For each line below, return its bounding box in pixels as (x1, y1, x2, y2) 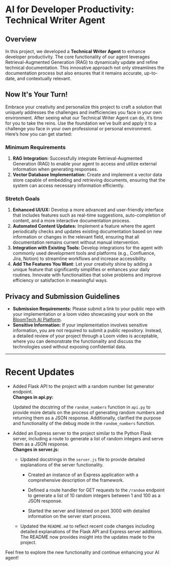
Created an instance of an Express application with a (27, 471, 138, 478)
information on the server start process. (27, 513, 111, 520)
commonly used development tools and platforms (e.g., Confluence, (12, 250, 156, 256)
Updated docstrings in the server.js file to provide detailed (20, 456, 145, 463)
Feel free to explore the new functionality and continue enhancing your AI (5, 549, 159, 555)
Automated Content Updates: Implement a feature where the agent (12, 223, 155, 229)
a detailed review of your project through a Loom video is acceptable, (12, 333, 159, 339)
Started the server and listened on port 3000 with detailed (27, 508, 150, 514)
